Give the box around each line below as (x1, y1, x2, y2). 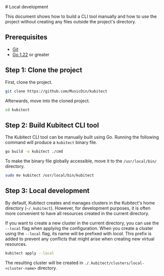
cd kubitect (5, 107, 30, 112)
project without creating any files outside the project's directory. (5, 19, 136, 24)
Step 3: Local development (5, 187, 90, 195)
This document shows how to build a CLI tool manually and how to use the (5, 13, 157, 19)
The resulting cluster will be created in (5, 260, 83, 266)
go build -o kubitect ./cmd (5, 149, 63, 154)
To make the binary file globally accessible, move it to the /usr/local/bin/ (5, 158, 157, 164)
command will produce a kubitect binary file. (5, 139, 98, 145)
